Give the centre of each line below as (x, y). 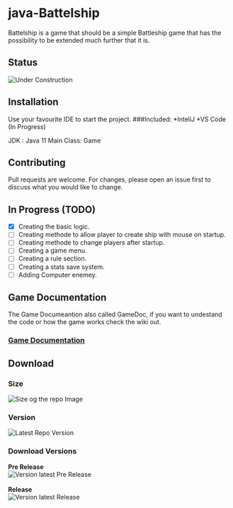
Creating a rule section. (52, 259)
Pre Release (26, 467)
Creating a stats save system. (61, 267)
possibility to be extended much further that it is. (79, 40)
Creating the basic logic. (54, 227)
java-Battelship (54, 13)
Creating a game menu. (52, 250)
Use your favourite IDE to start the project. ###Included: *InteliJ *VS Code (117, 119)
